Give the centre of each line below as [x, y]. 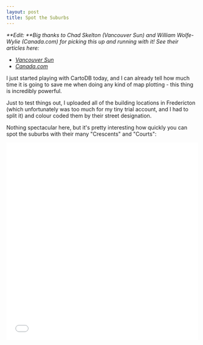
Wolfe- [186, 35]
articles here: [23, 48]
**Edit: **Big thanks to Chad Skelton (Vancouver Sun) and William [91, 35]
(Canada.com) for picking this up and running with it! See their [100, 41]
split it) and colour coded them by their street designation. [79, 116]
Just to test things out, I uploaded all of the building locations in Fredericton [101, 103]
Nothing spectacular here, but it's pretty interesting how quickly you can [97, 127]
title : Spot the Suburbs [38, 18]
